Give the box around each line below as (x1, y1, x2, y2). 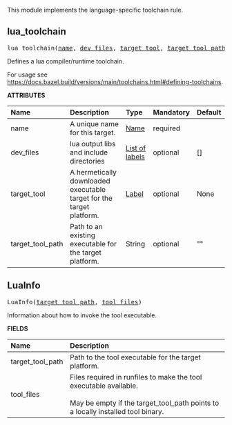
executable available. (70, 381, 138, 391)
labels (125, 152, 145, 161)
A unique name (70, 119, 119, 128)
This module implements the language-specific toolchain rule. (7, 6, 184, 14)
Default (196, 107, 222, 117)
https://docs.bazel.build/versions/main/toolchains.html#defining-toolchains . (7, 77, 223, 86)
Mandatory (153, 107, 191, 117)
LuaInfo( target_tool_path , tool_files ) (7, 298, 142, 306)
